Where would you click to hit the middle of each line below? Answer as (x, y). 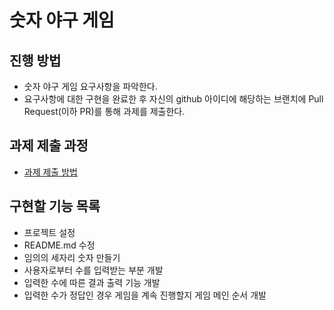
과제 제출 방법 (50, 172)
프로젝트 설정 (49, 232)
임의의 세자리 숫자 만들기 (72, 257)
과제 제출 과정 (49, 146)
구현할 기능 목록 (55, 206)
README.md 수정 (59, 245)
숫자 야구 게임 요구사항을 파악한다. (90, 86)
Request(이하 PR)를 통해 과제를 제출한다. (104, 111)
